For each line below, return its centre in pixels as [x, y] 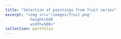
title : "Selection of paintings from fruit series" [61, 10]
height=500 [42, 19]
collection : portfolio [29, 29]
